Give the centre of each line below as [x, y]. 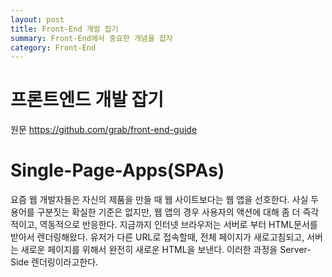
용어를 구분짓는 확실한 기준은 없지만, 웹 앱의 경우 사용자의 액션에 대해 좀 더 [155, 212]
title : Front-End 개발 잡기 [64, 29]
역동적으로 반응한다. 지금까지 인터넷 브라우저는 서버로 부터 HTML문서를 [178, 225]
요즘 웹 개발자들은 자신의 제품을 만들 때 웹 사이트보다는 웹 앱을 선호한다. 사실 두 [165, 200]
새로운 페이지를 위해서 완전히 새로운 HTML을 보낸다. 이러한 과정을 [149, 250]
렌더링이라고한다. [65, 262]
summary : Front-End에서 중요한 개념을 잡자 [91, 38]
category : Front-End [53, 47]
